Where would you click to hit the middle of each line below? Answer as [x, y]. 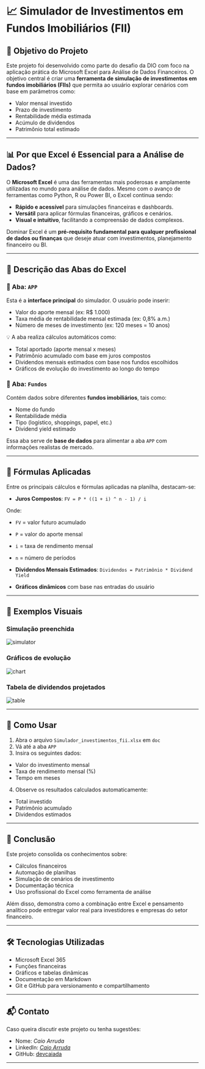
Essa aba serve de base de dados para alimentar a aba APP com [87, 441]
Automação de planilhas [45, 872]
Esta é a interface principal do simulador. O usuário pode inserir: [88, 300]
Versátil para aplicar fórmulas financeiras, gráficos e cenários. [94, 213]
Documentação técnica [45, 885]
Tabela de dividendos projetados [56, 687]
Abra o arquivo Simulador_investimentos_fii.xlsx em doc [88, 740]
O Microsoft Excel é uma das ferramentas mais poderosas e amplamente [99, 182]
